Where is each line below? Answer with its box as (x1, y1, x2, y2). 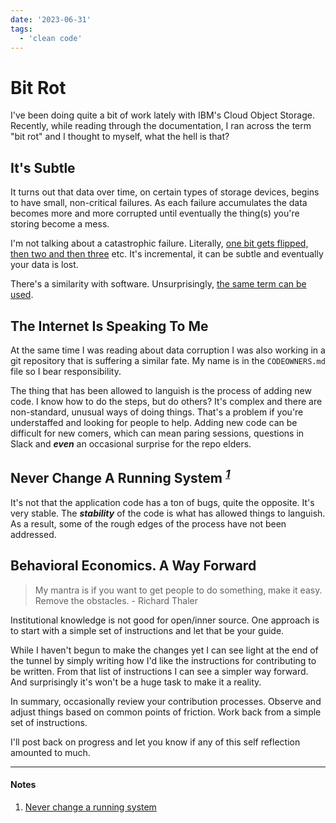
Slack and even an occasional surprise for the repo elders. (10, 437, 252, 450)
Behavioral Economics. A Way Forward (10, 557, 257, 575)
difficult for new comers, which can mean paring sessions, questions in (10, 427, 305, 439)
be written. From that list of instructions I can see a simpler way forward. (10, 665, 309, 677)
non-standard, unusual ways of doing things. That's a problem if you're (10, 406, 304, 418)
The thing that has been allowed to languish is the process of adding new (10, 384, 312, 396)
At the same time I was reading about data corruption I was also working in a (10, 344, 326, 356)
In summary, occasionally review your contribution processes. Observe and (10, 695, 322, 707)
